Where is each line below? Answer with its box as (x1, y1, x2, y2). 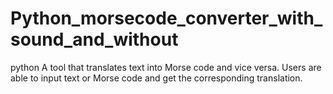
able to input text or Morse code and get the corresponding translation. (10, 72, 303, 84)
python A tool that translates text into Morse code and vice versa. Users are (10, 61, 322, 73)
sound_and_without (10, 28, 179, 51)
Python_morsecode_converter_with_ (10, 7, 323, 30)
